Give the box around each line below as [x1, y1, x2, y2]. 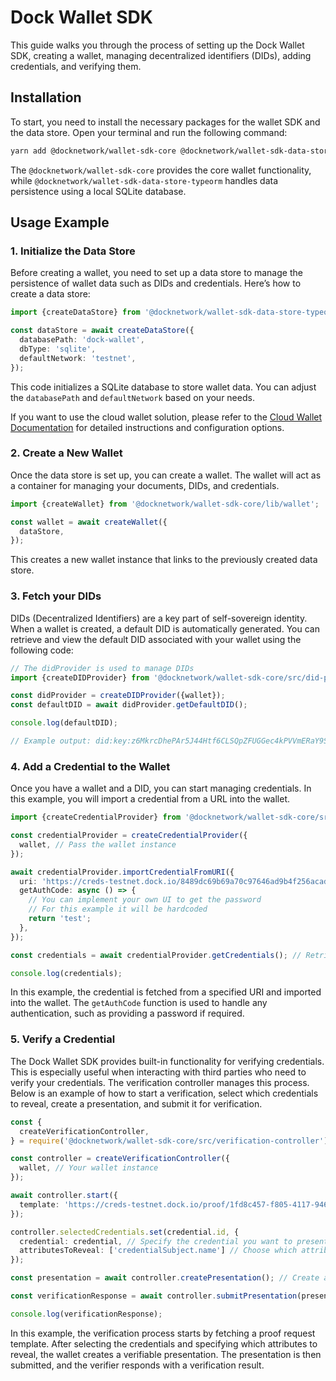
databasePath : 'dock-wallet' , [19, 335, 145, 345]
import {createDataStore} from [10, 307, 141, 318]
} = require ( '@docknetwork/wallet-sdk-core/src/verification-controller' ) [10, 1136, 329, 1146]
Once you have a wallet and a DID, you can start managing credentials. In [10, 782, 312, 795]
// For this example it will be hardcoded [28, 904, 208, 915]
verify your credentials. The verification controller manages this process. [10, 1076, 310, 1088]
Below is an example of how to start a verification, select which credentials [10, 1087, 319, 1099]
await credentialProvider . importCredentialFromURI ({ [10, 867, 235, 877]
